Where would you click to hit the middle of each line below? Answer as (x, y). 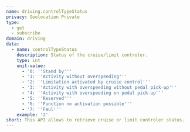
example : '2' (33, 114)
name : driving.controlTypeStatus (47, 11)
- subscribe (26, 33)
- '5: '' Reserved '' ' (47, 98)
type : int (29, 60)
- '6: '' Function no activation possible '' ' (77, 104)
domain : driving (26, 39)
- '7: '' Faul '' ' (41, 109)
